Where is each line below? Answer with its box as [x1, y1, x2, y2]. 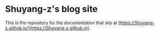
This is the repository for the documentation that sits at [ [5, 20, 120, 26]
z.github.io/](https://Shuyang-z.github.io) [5, 25, 89, 31]
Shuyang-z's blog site [5, 3, 98, 15]
